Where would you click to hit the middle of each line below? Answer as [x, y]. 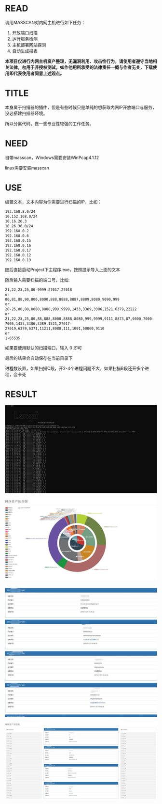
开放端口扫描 [25, 32]
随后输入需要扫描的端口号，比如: [37, 280]
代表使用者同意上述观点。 [39, 73]
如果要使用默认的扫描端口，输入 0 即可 [43, 347]
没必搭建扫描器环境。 [26, 113]
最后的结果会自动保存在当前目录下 [39, 358]
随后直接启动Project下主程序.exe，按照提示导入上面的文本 [63, 269]
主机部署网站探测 [29, 45]
